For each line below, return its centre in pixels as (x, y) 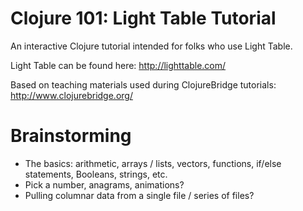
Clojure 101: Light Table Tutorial (143, 18)
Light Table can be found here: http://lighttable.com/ (118, 65)
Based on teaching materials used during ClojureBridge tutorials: (143, 84)
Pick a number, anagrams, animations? (104, 184)
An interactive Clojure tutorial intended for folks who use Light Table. (151, 46)
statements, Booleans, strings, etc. (96, 174)
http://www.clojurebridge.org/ (71, 95)
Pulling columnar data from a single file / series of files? (139, 195)
